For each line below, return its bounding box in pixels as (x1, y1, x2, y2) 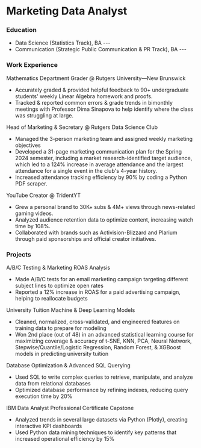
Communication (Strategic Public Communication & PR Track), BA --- (14, 46, 187, 53)
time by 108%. (14, 222, 51, 229)
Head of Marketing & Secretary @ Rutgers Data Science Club (6, 123, 158, 131)
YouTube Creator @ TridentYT (6, 191, 81, 199)
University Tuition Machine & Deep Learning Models (6, 306, 135, 314)
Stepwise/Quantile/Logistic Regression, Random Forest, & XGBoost (14, 344, 181, 351)
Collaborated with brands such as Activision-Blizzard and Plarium (14, 229, 178, 236)
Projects (6, 250, 31, 258)
